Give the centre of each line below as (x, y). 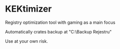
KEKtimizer (28, 9)
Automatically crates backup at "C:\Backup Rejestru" (58, 32)
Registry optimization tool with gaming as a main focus (60, 22)
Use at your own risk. (26, 41)
